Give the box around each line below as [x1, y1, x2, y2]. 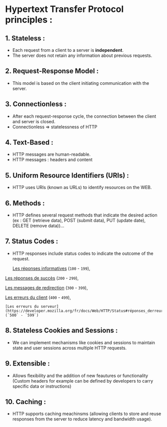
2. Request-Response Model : [5, 67, 99, 75]
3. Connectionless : [5, 100, 67, 108]
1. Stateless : [5, 34, 45, 42]
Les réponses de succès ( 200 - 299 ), [5, 275, 79, 281]
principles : [5, 14, 53, 25]
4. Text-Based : [5, 138, 54, 147]
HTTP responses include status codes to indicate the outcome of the [12, 250, 154, 256]
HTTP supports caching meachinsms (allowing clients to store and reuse [12, 411, 162, 417]
